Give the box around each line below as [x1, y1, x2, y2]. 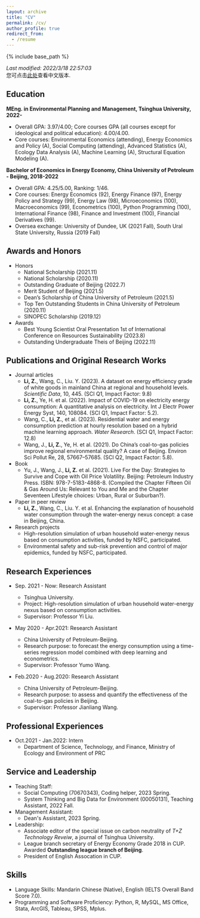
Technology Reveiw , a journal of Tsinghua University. [23, 833, 155, 840]
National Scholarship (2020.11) [23, 274, 99, 281]
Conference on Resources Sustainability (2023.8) [23, 332, 146, 339]
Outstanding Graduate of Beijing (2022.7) [23, 281, 126, 288]
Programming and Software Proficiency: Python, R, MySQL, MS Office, [14, 898, 189, 905]
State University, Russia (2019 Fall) [14, 228, 100, 236]
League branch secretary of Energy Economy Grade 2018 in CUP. [23, 840, 186, 847]
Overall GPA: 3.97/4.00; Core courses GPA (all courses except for [14, 123, 176, 130]
